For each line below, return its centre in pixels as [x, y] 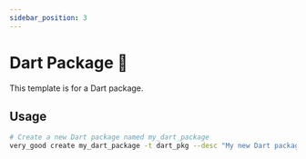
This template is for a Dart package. [76, 88]
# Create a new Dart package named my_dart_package [109, 137]
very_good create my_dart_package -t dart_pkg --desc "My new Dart [140, 146]
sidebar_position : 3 [49, 18]
